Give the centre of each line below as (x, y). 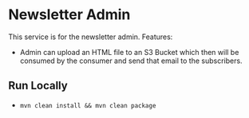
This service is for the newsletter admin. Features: (91, 37)
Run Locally (38, 86)
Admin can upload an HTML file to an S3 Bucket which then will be (129, 52)
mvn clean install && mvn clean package (88, 105)
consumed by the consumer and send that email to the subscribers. (131, 61)
